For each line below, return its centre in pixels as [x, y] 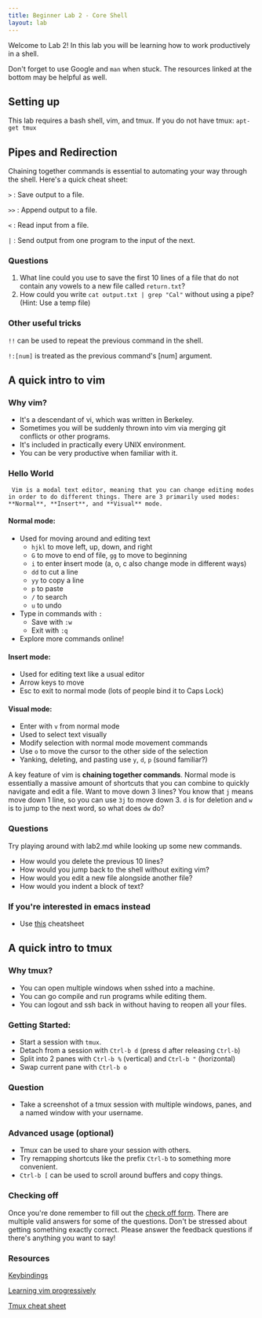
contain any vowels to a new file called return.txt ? [102, 286]
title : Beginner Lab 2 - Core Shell [68, 15]
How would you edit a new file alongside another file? [106, 878]
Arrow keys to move [52, 683]
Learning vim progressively [52, 1290]
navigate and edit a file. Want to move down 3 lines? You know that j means [131, 791]
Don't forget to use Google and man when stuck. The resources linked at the [130, 68]
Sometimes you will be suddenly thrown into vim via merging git [122, 428]
